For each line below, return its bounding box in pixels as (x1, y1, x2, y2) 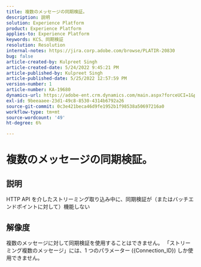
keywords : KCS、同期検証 (6, 37, 64, 43)
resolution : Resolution (6, 43, 66, 48)
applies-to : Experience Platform (6, 31, 90, 37)
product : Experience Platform (6, 25, 82, 32)
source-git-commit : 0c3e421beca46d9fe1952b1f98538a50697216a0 (6, 103, 165, 110)
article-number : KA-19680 (6, 87, 71, 93)
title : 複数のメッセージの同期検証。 (6, 8, 88, 15)
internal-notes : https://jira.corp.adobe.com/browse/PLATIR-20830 (6, 48, 175, 54)
